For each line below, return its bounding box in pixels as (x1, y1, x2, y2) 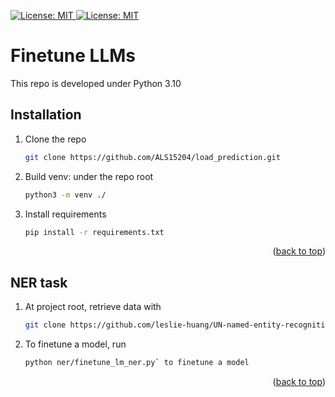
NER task (10, 274, 68, 291)
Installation (10, 106, 82, 124)
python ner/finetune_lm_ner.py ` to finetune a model (24, 358, 250, 368)
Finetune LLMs (10, 45, 136, 67)
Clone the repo (24, 133, 87, 145)
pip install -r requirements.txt (24, 227, 165, 237)
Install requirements (24, 208, 107, 220)
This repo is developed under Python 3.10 (10, 77, 182, 89)
